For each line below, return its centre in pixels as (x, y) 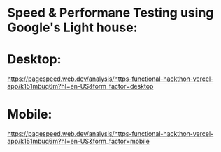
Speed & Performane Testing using (110, 13)
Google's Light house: (72, 28)
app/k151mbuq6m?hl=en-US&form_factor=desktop (80, 86)
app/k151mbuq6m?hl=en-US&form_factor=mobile (79, 142)
